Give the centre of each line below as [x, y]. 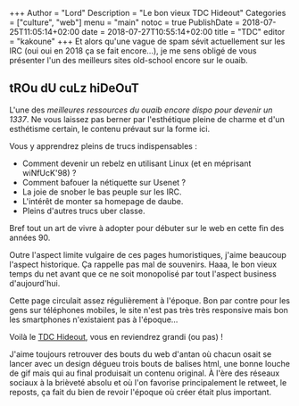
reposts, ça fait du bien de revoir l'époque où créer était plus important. [141, 392]
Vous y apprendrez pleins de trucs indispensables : [104, 145]
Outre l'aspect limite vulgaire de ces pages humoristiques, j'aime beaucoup [148, 254]
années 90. [30, 237]
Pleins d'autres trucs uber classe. [83, 211]
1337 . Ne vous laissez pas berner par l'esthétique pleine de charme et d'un [147, 119]
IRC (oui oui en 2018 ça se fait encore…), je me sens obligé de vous [133, 51]
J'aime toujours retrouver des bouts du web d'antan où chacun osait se [141, 354]
